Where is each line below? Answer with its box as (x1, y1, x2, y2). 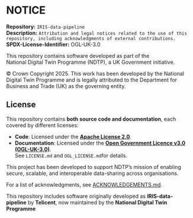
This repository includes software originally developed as (6, 193, 146, 200)
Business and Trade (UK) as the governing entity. (6, 82, 126, 89)
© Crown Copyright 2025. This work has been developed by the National (6, 70, 185, 77)
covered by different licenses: (6, 122, 79, 129)
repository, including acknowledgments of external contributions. (6, 35, 176, 41)
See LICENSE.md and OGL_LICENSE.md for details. (14, 152, 128, 159)
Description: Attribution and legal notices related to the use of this (6, 29, 188, 36)
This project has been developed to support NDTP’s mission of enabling (6, 163, 182, 170)
